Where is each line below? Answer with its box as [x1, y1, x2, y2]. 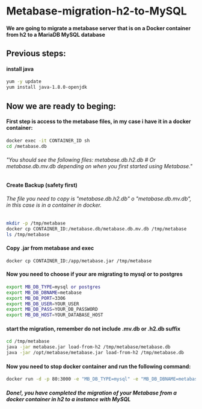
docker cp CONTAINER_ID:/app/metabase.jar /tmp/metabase [6, 258, 152, 264]
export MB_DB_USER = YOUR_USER [6, 300, 79, 307]
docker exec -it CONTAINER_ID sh [6, 138, 90, 144]
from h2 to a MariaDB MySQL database [6, 31, 105, 38]
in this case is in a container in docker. [6, 201, 102, 209]
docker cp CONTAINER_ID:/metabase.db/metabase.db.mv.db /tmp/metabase [6, 226, 187, 232]
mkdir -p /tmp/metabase [6, 220, 66, 226]
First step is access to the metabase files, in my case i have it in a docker [6, 118, 191, 125]
